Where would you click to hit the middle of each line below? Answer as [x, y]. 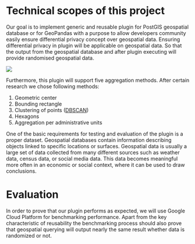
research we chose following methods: [53, 86]
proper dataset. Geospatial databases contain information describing [89, 140]
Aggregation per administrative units [58, 122]
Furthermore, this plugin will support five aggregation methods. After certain [98, 80]
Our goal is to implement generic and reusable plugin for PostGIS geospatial [97, 27]
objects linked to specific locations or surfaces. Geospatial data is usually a [97, 146]
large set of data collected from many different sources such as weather [93, 152]
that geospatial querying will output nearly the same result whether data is [95, 229]
